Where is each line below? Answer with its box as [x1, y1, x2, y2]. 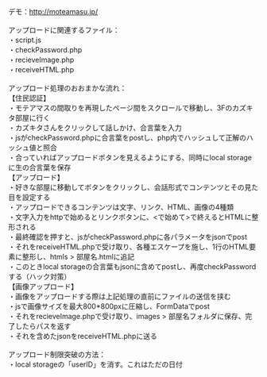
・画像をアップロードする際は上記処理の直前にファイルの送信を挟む [8, 292, 231, 301]
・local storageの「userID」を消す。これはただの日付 [8, 360, 183, 369]
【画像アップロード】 [8, 282, 78, 291]
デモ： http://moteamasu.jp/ [8, 7, 99, 16]
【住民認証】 [8, 94, 50, 102]
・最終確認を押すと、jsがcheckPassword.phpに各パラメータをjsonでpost [8, 233, 248, 241]
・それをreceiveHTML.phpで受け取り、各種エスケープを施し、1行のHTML [8, 242, 250, 252]
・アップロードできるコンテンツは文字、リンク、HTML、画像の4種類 [8, 202, 234, 212]
